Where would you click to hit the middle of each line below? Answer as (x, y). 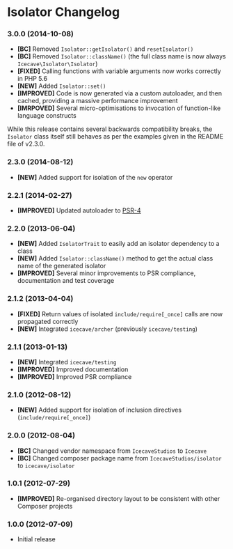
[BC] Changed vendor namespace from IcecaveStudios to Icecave (112, 451)
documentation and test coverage (66, 281)
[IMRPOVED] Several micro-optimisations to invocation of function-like (119, 108)
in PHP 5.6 (32, 79)
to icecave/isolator (46, 465)
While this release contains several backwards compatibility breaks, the (110, 129)
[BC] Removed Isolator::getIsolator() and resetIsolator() (105, 49)
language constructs (47, 116)
